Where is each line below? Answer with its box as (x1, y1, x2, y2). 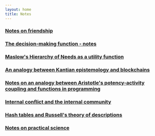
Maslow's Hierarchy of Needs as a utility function (5, 54, 124, 60)
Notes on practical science (5, 124, 69, 131)
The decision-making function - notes (5, 41, 97, 47)
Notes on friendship (5, 28, 53, 34)
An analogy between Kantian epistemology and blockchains (5, 66, 150, 73)
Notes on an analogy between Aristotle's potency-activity (5, 79, 145, 86)
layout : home (5, 7, 32, 12)
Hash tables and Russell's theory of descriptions (5, 111, 122, 118)
